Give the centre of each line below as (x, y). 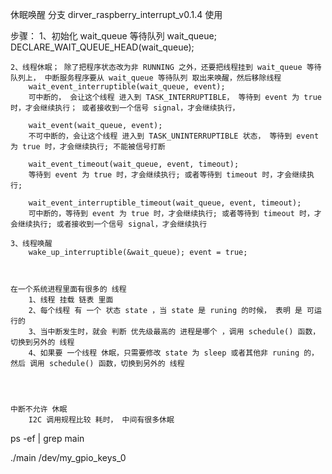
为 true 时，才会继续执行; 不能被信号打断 (88, 147)
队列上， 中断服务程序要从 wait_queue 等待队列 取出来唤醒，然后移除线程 (146, 78)
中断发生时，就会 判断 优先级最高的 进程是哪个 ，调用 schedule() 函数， (184, 332)
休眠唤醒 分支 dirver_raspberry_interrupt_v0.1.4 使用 (116, 14)
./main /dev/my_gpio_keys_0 (68, 457)
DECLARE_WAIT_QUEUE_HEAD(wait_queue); (102, 47)
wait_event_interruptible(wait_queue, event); (127, 87)
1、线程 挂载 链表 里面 (71, 300)
